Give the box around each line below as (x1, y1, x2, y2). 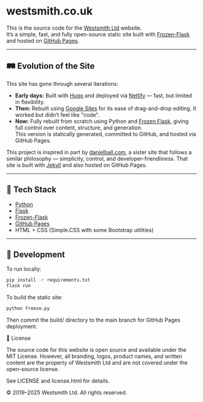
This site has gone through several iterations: (6, 80, 119, 87)
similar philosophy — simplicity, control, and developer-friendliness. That (6, 155, 188, 162)
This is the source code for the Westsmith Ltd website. (6, 24, 142, 31)
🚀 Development (6, 249, 65, 259)
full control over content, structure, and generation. (14, 124, 143, 131)
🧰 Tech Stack (6, 184, 57, 195)
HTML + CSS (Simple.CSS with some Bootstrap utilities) (14, 226, 154, 233)
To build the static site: (6, 294, 63, 301)
